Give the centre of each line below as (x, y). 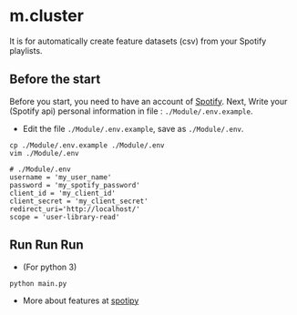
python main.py (38, 283)
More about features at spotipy (81, 300)
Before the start (55, 80)
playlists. (26, 50)
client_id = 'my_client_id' (63, 193)
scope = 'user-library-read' (65, 217)
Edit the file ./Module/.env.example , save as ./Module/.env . (133, 128)
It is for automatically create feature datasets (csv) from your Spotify (138, 41)
